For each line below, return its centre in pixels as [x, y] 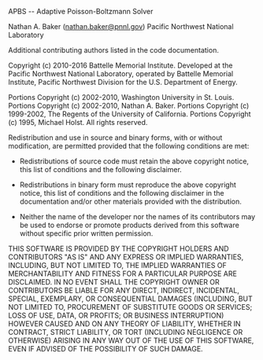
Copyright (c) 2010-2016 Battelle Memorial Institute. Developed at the [120, 65]
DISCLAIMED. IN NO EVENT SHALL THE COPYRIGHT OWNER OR [114, 282]
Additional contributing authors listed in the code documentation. [113, 50]
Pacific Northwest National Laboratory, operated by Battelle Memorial [121, 73]
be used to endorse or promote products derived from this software [130, 225]
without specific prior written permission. [86, 233]
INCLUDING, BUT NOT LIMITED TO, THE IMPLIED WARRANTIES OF [117, 265]
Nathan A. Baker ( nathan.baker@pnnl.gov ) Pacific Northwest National [121, 26]
